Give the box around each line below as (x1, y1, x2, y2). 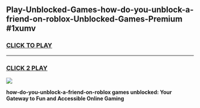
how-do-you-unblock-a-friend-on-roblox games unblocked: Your (6, 88, 172, 95)
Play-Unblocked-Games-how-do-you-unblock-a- (6, 5, 194, 15)
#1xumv (6, 23, 36, 33)
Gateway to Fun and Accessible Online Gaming (6, 95, 124, 102)
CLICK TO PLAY (6, 41, 52, 50)
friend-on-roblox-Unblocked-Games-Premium (6, 14, 183, 24)
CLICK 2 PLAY (6, 64, 48, 72)
